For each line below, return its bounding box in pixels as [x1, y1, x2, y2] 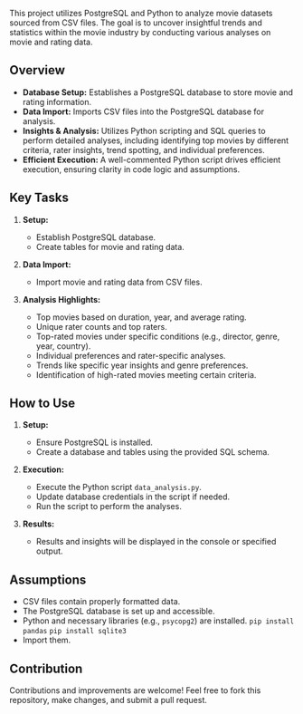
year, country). [35, 340, 91, 352]
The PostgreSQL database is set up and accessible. [22, 606, 215, 617]
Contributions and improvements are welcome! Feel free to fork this [9, 685, 261, 696]
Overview [9, 63, 66, 78]
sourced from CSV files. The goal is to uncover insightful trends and [9, 17, 262, 28]
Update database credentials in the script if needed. [35, 491, 231, 502]
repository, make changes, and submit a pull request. [9, 695, 208, 706]
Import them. [22, 634, 71, 646]
